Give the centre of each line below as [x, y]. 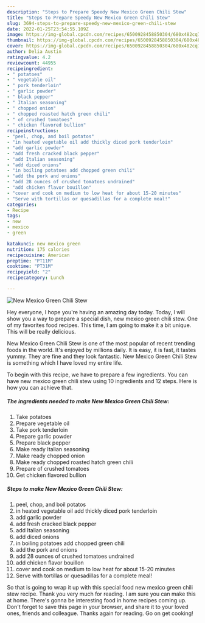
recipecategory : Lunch [36, 278]
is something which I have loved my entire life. [65, 362]
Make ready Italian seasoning [53, 449]
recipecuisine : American [38, 255]
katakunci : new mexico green [44, 244]
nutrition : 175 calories [38, 249]
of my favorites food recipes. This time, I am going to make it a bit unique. [99, 325]
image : [15, 35]
